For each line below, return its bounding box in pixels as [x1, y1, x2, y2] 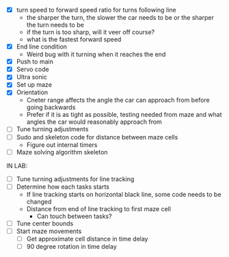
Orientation [16, 88, 49, 96]
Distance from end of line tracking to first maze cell [26, 204, 172, 213]
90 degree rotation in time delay [26, 242, 117, 250]
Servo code [16, 65, 49, 74]
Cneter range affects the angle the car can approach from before [26, 96, 210, 105]
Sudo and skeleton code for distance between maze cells [16, 133, 178, 141]
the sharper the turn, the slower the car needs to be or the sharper [26, 14, 215, 22]
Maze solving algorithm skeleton [16, 148, 108, 156]
